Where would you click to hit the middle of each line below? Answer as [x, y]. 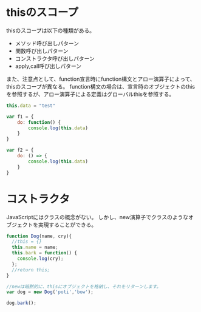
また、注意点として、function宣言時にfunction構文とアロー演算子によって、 [101, 79]
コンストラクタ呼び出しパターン [55, 58]
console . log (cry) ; [40, 259]
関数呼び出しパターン [42, 51]
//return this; [31, 270]
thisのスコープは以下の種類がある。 [51, 30]
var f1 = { [20, 117]
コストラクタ [38, 199]
